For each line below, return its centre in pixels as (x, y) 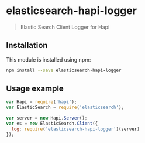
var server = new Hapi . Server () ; (47, 118)
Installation (27, 45)
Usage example (35, 89)
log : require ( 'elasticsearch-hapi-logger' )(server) (76, 129)
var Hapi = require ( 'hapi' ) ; (42, 102)
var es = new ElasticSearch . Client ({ (52, 124)
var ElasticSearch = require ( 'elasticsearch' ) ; (65, 108)
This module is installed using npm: (49, 59)
